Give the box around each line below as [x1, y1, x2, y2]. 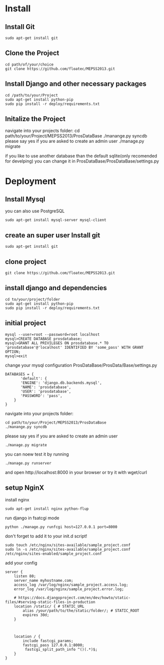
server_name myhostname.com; [14, 578, 74, 583]
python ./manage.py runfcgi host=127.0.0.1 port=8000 [5, 524, 118, 530]
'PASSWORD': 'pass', [20, 393, 63, 398]
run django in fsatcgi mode [5, 515, 60, 521]
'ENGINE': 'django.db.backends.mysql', [20, 380, 102, 385]
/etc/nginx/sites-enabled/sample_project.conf [5, 551, 102, 556]
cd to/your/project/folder [5, 297, 60, 302]
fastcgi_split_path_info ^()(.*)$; [25, 647, 98, 652]
